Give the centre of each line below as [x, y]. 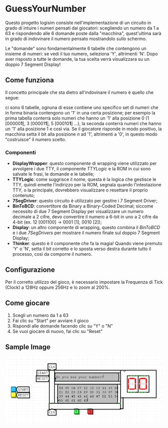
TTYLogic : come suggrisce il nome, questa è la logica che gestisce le [84, 179]
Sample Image [28, 347]
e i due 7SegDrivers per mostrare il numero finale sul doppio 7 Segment [86, 233]
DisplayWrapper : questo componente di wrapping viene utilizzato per [84, 163]
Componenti [20, 152]
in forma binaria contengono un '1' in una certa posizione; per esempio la [80, 113]
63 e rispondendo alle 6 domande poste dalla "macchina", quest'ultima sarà [83, 33]
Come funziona [29, 80]
